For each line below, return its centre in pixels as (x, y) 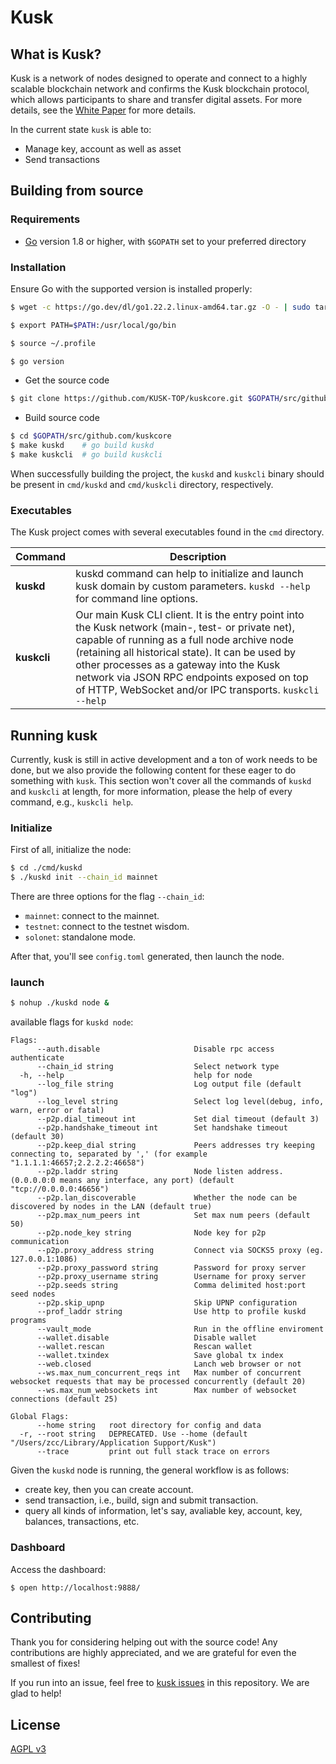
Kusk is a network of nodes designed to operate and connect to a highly (159, 78)
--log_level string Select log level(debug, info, (180, 1102)
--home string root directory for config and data (149, 1426)
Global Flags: (40, 1417)
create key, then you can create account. (109, 1490)
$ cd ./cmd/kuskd (46, 868)
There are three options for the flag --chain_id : (107, 897)
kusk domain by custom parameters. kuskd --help (193, 586)
